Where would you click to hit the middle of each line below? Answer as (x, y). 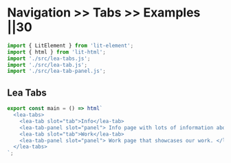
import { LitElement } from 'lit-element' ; (70, 45)
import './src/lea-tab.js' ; (47, 65)
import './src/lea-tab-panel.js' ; (57, 71)
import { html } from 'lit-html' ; (57, 52)
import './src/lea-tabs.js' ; (49, 58)
